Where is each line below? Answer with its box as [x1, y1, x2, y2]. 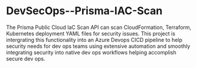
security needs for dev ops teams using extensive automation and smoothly [6, 43, 191, 50]
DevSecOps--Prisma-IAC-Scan [6, 4, 163, 18]
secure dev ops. [6, 55, 45, 62]
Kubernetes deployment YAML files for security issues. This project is [6, 30, 176, 37]
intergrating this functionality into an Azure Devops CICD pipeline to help [6, 36, 183, 43]
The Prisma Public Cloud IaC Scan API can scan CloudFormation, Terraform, [6, 24, 192, 31]
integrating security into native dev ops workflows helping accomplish [6, 48, 177, 56]
